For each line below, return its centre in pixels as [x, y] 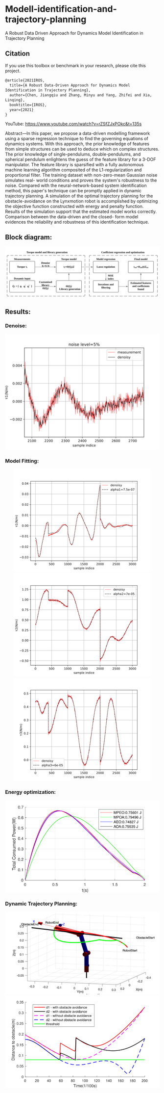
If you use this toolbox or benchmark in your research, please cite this [75, 65]
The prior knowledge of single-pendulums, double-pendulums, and [73, 154]
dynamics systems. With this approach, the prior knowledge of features [77, 144]
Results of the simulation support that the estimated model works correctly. [81, 211]
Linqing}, [15, 100]
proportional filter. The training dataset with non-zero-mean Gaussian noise [81, 175]
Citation [18, 54]
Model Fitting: [22, 461]
